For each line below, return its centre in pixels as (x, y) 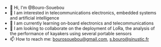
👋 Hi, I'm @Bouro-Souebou (37, 8)
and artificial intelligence (34, 18)
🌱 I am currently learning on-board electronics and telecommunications (82, 23)
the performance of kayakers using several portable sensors (71, 34)
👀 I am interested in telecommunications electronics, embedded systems (83, 13)
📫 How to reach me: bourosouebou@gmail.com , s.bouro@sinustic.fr (79, 39)
